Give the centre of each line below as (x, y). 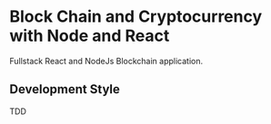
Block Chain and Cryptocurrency (136, 17)
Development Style (65, 89)
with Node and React (90, 36)
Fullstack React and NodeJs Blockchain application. (106, 61)
